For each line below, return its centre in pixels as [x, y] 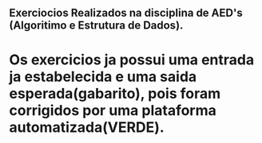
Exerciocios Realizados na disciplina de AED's [126, 13]
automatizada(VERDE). [87, 127]
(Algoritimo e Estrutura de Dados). [96, 26]
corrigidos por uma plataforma [113, 110]
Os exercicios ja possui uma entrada [132, 60]
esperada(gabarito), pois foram [115, 93]
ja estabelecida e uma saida [103, 77]
